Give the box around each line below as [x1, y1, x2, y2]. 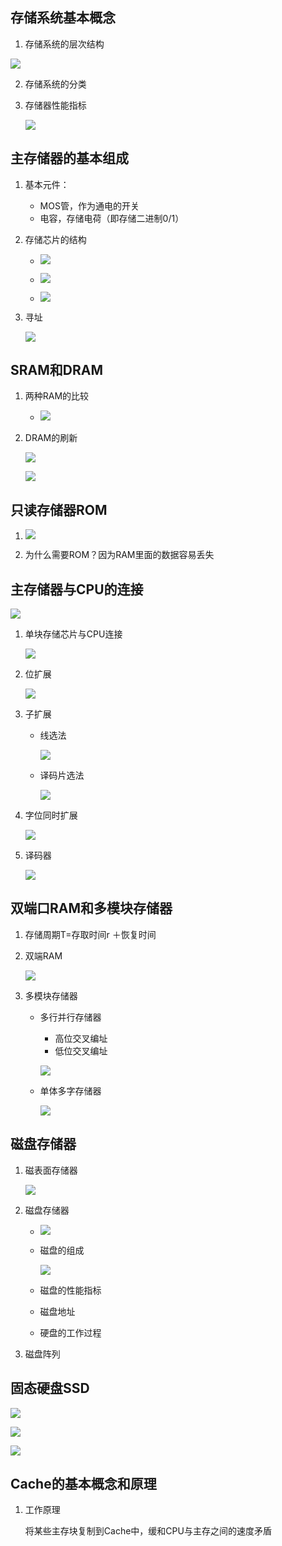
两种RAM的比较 [24, 390, 90, 402]
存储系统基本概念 [10, 9, 116, 27]
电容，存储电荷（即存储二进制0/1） [39, 212, 185, 224]
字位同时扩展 [24, 809, 78, 822]
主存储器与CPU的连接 [10, 581, 144, 598]
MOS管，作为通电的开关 [39, 199, 140, 212]
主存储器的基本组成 [10, 150, 129, 167]
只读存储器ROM [10, 501, 108, 518]
